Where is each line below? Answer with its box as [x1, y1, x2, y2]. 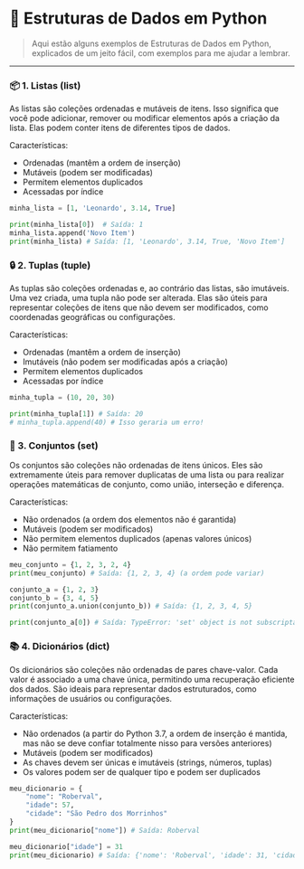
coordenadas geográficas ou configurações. [9, 312, 176, 323]
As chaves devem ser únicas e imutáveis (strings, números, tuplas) [22, 757, 273, 768]
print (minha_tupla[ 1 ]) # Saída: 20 [9, 409, 144, 419]
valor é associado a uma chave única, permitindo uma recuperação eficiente [9, 674, 295, 685]
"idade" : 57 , [25, 800, 75, 810]
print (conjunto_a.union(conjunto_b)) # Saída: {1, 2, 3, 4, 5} [9, 601, 253, 611]
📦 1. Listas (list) [9, 79, 81, 91]
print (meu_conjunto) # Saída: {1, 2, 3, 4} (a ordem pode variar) [9, 569, 265, 578]
